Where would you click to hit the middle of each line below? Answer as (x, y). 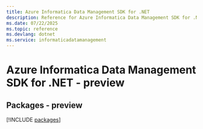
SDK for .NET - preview (66, 83)
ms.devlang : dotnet (31, 35)
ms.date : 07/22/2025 (32, 23)
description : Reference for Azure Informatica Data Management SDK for (98, 18)
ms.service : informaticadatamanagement (56, 40)
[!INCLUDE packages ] (34, 120)
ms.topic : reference (32, 29)
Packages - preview (44, 105)
